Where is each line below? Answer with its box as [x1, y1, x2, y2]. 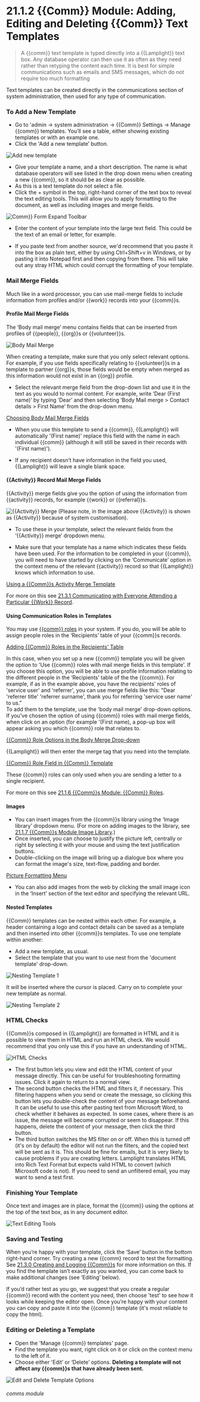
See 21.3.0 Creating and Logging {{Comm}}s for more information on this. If [6, 1261, 192, 1268]
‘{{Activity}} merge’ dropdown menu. [14, 532, 106, 539]
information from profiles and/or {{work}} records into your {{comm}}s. [6, 296, 180, 304]
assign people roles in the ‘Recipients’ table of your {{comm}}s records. [6, 632, 182, 639]
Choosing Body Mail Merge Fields [6, 414, 89, 421]
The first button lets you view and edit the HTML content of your [14, 1066, 173, 1073]
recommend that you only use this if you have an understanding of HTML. [6, 1042, 187, 1049]
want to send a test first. [14, 1173, 75, 1181]
